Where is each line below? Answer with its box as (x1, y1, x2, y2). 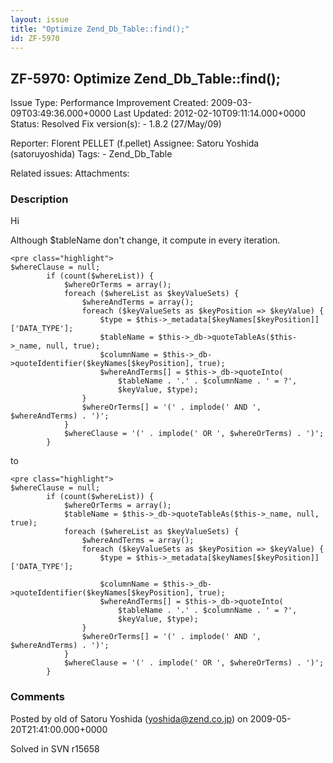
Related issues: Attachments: (10, 167, 130, 180)
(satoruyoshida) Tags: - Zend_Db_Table (10, 148, 173, 160)
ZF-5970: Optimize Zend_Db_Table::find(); (10, 70, 281, 87)
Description (10, 192, 69, 206)
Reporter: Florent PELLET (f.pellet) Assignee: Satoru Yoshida (10, 137, 260, 150)
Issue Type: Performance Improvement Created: (10, 97, 209, 109)
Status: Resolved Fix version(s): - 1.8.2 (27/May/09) (10, 118, 222, 130)
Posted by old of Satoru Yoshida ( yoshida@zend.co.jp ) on (10, 712, 248, 725)
